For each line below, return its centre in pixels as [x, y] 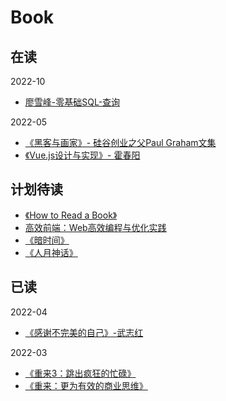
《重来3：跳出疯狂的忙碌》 [80, 373]
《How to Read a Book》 [71, 215]
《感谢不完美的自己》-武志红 [84, 332]
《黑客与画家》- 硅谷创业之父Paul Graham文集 [120, 142]
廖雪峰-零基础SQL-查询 [72, 102]
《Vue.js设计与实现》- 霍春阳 [82, 155]
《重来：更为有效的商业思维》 [86, 385]
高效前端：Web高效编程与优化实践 [95, 227]
